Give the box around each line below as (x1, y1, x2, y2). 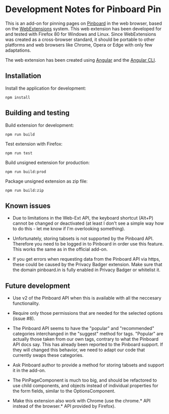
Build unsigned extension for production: (5, 159, 90, 165)
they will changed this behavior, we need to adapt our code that (12, 347, 145, 353)
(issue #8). (12, 315, 35, 322)
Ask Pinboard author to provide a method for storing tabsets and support (12, 362, 164, 368)
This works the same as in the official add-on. (12, 246, 108, 253)
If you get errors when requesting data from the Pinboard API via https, (12, 256, 160, 262)
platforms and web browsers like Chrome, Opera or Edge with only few (5, 42, 153, 48)
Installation (5, 72, 41, 80)
